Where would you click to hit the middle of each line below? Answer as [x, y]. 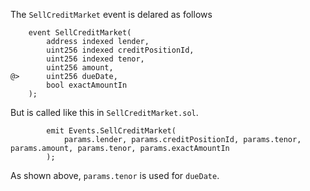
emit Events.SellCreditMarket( [111, 131]
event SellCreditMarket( [80, 33]
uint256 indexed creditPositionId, [120, 50]
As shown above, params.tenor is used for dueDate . [115, 175]
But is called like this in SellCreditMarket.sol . [104, 112]
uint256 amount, [80, 68]
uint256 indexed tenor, [95, 59]
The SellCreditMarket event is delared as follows [111, 14]
